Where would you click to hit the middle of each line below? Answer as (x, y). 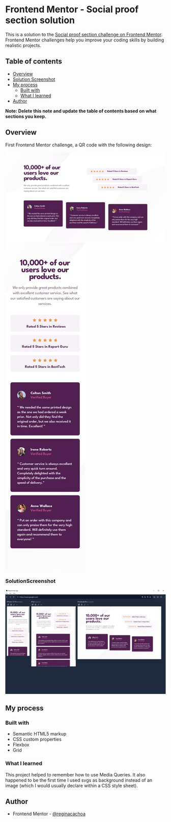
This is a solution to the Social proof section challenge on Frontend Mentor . (84, 34)
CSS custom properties (37, 739)
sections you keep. (26, 116)
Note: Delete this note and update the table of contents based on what (81, 111)
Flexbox (21, 745)
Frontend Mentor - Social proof (72, 9)
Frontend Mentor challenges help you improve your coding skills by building (85, 40)
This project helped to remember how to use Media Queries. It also (75, 774)
